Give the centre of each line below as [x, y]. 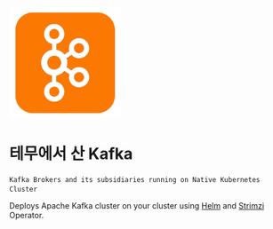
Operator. [27, 215]
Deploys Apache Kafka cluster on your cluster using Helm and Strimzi [137, 205]
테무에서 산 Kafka [71, 154]
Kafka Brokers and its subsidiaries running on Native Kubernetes [135, 179]
